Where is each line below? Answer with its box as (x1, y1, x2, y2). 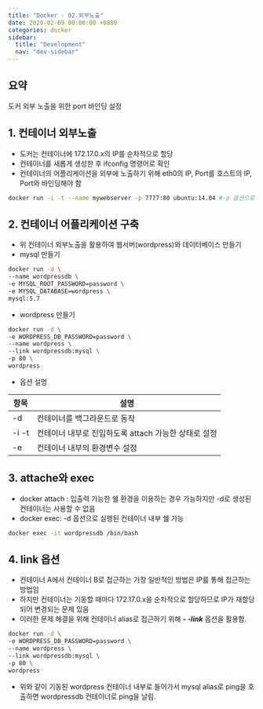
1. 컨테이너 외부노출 (8, 126, 97, 140)
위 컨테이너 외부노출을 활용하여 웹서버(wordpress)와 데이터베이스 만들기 (19, 240, 242, 250)
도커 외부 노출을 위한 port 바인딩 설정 (8, 101, 122, 111)
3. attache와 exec (8, 472, 95, 485)
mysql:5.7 (8, 294, 41, 302)
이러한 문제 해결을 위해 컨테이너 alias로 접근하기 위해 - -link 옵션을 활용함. (19, 614, 247, 624)
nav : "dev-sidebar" (15, 48, 79, 56)
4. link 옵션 (8, 553, 60, 566)
